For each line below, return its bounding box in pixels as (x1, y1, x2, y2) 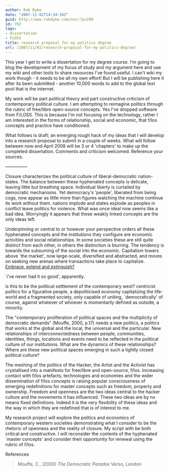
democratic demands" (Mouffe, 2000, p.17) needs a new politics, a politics (5, 319, 160, 326)
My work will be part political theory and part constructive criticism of (5, 96, 150, 102)
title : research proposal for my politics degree (5, 40, 112, 45)
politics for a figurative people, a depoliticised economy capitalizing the (5, 289, 154, 295)
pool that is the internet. (5, 85, 55, 91)
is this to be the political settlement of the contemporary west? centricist (5, 283, 156, 289)
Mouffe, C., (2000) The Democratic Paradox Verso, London (17, 461, 142, 467)
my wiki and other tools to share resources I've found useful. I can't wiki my (5, 69, 162, 76)
